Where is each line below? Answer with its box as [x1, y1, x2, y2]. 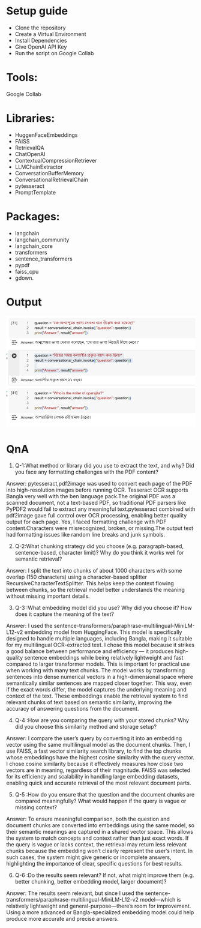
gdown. [14, 274, 34, 282]
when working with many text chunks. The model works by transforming [6, 667, 185, 674]
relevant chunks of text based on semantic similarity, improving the [6, 699, 172, 706]
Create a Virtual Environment [14, 30, 86, 37]
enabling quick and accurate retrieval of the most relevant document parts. [6, 779, 191, 787]
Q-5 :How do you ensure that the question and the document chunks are [14, 791, 195, 798]
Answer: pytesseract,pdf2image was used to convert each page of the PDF [6, 480, 193, 487]
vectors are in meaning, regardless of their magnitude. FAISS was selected [6, 767, 191, 774]
